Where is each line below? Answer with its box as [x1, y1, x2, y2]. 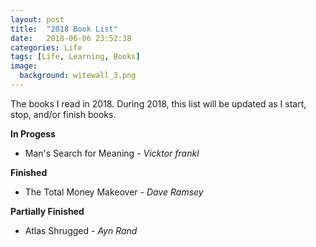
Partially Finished [10, 205, 85, 217]
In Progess [10, 127, 56, 140]
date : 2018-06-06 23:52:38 [10, 33, 132, 43]
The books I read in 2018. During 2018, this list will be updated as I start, [10, 97, 307, 110]
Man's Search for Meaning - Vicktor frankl [24, 147, 200, 159]
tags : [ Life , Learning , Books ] [10, 52, 141, 62]
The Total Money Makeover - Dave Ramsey [24, 186, 204, 198]
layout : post [10, 14, 65, 25]
